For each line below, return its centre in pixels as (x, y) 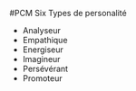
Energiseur (43, 50)
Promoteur (42, 78)
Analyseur (42, 30)
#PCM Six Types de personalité (68, 13)
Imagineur (41, 59)
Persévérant (45, 68)
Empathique (45, 40)
